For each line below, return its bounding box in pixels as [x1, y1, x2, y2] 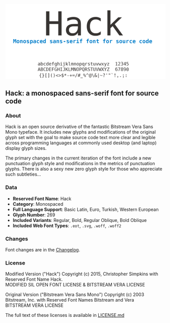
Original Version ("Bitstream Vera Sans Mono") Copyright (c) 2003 [5, 292, 145, 298]
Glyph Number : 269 [12, 212, 55, 218]
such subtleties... [5, 171, 41, 177]
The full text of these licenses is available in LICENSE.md [5, 312, 125, 318]
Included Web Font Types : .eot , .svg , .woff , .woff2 [12, 222, 122, 229]
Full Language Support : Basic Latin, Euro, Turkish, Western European [12, 206, 159, 212]
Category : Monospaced [12, 201, 64, 207]
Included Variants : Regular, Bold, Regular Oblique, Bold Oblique [12, 217, 147, 223]
